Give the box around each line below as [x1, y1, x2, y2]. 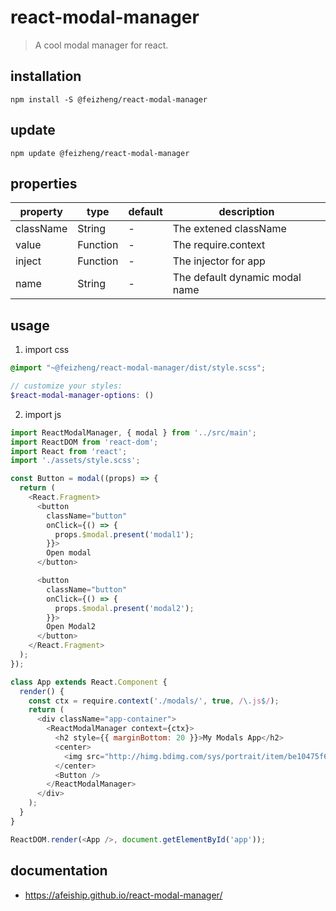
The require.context [172, 238, 266, 252]
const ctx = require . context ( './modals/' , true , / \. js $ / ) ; [28, 696, 280, 706]
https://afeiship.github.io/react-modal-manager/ [24, 889, 223, 901]
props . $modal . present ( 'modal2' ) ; [54, 603, 195, 613]
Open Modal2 [46, 622, 97, 632]
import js [24, 408, 62, 420]
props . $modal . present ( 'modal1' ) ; [54, 529, 195, 540]
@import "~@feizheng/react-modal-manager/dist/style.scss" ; [10, 363, 267, 373]
